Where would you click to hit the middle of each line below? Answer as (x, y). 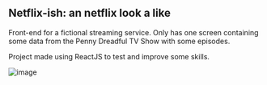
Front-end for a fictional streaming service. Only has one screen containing (133, 32)
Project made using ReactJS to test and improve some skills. (109, 56)
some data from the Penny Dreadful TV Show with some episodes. (119, 41)
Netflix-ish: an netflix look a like (90, 13)
